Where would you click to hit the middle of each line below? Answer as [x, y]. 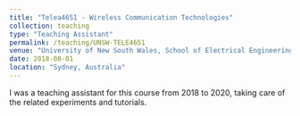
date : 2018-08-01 [42, 59]
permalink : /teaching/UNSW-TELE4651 [77, 42]
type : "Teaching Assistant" [62, 34]
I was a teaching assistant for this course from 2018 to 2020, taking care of [147, 92]
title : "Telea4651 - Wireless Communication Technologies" [121, 17]
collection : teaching [50, 26]
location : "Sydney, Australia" [67, 68]
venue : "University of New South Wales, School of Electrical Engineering [151, 51]
